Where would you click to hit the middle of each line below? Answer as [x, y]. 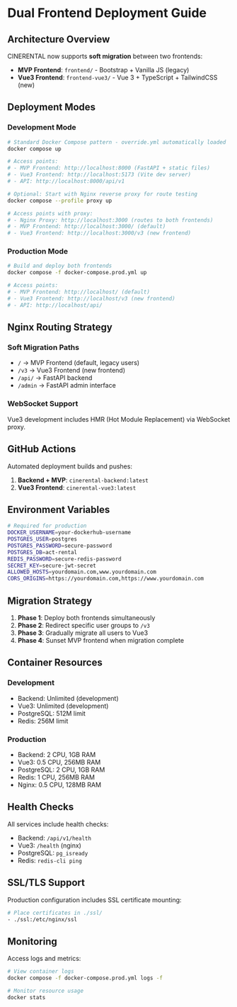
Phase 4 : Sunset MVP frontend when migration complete [101, 641]
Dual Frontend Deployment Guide [107, 13]
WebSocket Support [43, 404]
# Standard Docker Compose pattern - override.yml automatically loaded [117, 142]
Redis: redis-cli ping [50, 860]
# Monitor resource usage [45, 991]
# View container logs [41, 972]
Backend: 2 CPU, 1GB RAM [57, 755]
